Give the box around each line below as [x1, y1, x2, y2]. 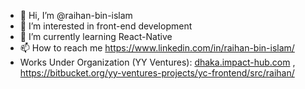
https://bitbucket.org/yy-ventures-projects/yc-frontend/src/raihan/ [19, 67, 295, 79]
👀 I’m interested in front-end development [19, 20, 193, 32]
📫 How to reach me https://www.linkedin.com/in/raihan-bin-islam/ [19, 42, 295, 54]
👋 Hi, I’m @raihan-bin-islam [19, 10, 133, 21]
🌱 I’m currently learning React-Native [19, 31, 173, 42]
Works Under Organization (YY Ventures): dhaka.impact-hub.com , [19, 56, 296, 68]
